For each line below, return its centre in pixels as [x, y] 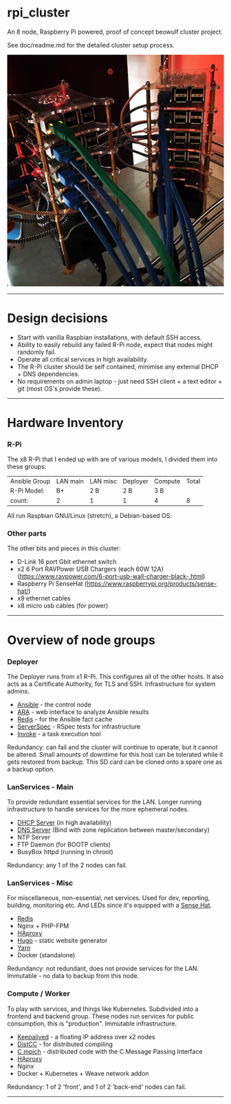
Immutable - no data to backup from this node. [73, 976]
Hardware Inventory [65, 423]
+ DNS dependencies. [48, 374]
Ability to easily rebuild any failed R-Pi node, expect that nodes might [115, 344]
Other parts [27, 534]
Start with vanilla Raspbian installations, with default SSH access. [109, 337]
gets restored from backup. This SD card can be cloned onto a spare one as [115, 762]
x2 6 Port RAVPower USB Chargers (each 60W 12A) [90, 569]
